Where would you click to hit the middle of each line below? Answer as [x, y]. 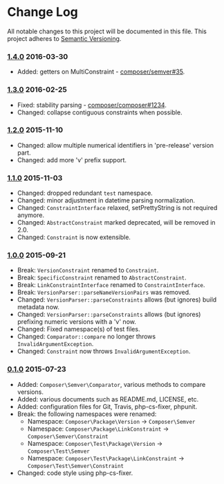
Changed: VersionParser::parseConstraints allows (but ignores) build [117, 300]
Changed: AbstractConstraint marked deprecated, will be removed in [116, 223]
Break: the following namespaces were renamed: [87, 414]
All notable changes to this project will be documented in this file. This [107, 31]
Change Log [43, 12]
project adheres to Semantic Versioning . [64, 38]
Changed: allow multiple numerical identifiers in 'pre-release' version [115, 145]
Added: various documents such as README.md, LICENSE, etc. [108, 399]
